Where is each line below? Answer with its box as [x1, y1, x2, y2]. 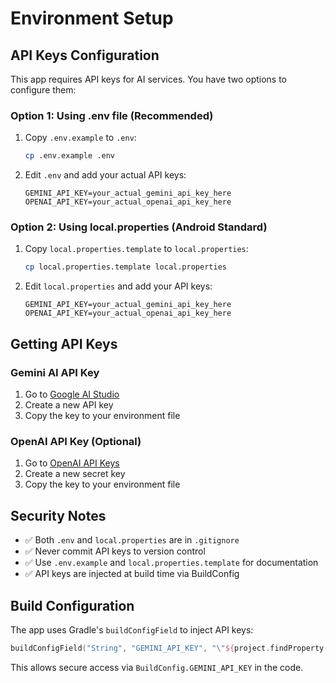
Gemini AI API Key [10, 365, 100, 379]
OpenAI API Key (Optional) [10, 434, 142, 448]
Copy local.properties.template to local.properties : [24, 243, 249, 255]
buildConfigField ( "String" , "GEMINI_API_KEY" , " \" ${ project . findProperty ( [10, 643, 329, 653]
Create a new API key [24, 399, 114, 411]
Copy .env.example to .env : [24, 132, 137, 144]
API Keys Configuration [10, 47, 160, 64]
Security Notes [10, 507, 107, 524]
